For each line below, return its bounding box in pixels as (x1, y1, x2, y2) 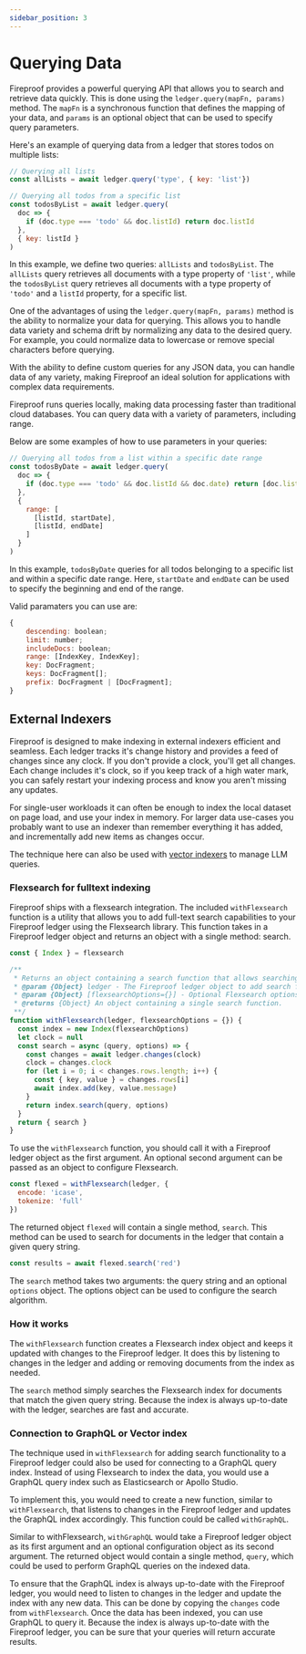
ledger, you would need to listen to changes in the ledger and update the (9, 1588, 282, 1599)
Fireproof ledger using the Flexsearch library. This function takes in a (9, 921, 269, 931)
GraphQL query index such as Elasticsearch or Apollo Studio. (9, 1477, 239, 1488)
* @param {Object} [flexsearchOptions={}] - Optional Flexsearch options (13, 991, 300, 1000)
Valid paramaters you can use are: (9, 600, 138, 611)
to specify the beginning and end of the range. (9, 583, 184, 594)
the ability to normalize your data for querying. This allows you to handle (9, 316, 281, 327)
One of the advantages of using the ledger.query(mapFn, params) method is (9, 306, 294, 317)
